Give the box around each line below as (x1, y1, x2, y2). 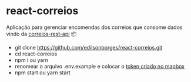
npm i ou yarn (14, 56, 49, 63)
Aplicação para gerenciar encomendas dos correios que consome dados (6, 24, 183, 31)
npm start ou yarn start (14, 69, 71, 76)
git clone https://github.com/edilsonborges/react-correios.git (14, 44, 163, 51)
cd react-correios (14, 50, 58, 57)
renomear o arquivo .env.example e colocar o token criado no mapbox (14, 63, 185, 70)
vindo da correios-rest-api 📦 (6, 30, 78, 37)
